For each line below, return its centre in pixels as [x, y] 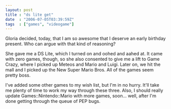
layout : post [19, 10]
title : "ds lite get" [29, 15]
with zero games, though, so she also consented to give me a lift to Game [82, 59]
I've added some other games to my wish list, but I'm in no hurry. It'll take [82, 85]
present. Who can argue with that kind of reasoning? [60, 44]
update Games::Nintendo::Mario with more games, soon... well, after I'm [81, 96]
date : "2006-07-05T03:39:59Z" [40, 19]
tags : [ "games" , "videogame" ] [40, 24]
